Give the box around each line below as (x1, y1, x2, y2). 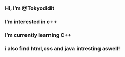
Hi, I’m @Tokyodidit (5, 5, 55, 12)
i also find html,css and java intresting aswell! (5, 45, 120, 52)
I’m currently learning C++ (5, 31, 72, 38)
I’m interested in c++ (5, 18, 57, 25)
